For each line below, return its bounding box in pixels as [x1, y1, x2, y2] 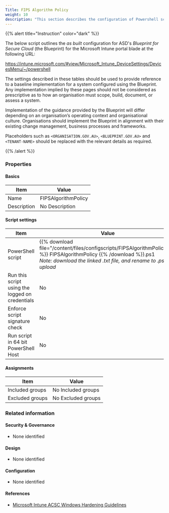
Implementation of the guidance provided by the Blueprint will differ [5, 107, 145, 113]
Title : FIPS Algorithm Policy [5, 7, 69, 13]
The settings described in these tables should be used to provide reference [5, 76, 161, 82]
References [5, 490, 30, 497]
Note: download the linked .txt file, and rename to [39, 257, 156, 264]
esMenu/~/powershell [5, 66, 51, 72]
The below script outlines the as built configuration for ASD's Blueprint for [5, 40, 159, 46]
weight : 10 [5, 12, 28, 17]
